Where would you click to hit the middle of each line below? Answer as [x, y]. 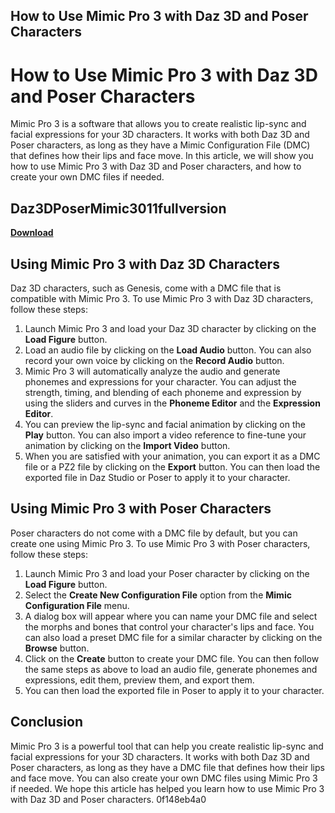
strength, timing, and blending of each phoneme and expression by [163, 392]
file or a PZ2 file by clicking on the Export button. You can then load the [172, 466]
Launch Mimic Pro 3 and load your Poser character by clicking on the [167, 573]
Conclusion [47, 722]
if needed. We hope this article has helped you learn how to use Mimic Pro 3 [167, 788]
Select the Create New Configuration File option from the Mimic [158, 595]
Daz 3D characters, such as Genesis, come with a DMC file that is [146, 288]
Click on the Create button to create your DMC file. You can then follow [172, 658]
